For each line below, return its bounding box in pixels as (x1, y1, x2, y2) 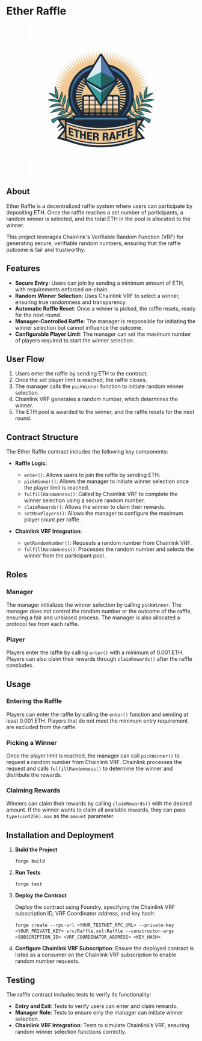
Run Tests (14, 869, 41, 876)
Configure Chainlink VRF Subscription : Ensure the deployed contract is (14, 945, 194, 952)
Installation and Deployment (6, 830, 114, 840)
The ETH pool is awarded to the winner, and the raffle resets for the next (14, 408, 195, 416)
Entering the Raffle (6, 697, 62, 705)
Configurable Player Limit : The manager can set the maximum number (14, 330, 191, 338)
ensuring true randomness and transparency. (14, 299, 127, 306)
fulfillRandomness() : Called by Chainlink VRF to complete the (23, 491, 178, 498)
